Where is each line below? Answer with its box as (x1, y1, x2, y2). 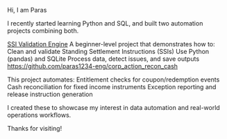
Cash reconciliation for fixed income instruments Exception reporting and (7, 83, 217, 91)
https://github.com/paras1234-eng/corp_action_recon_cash (7, 62, 178, 70)
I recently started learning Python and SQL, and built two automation (7, 19, 203, 27)
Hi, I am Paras (7, 6, 47, 14)
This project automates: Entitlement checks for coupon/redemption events (7, 75, 220, 84)
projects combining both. (7, 27, 79, 35)
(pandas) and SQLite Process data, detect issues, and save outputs (7, 55, 200, 63)
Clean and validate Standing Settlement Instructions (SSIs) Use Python (7, 48, 210, 55)
